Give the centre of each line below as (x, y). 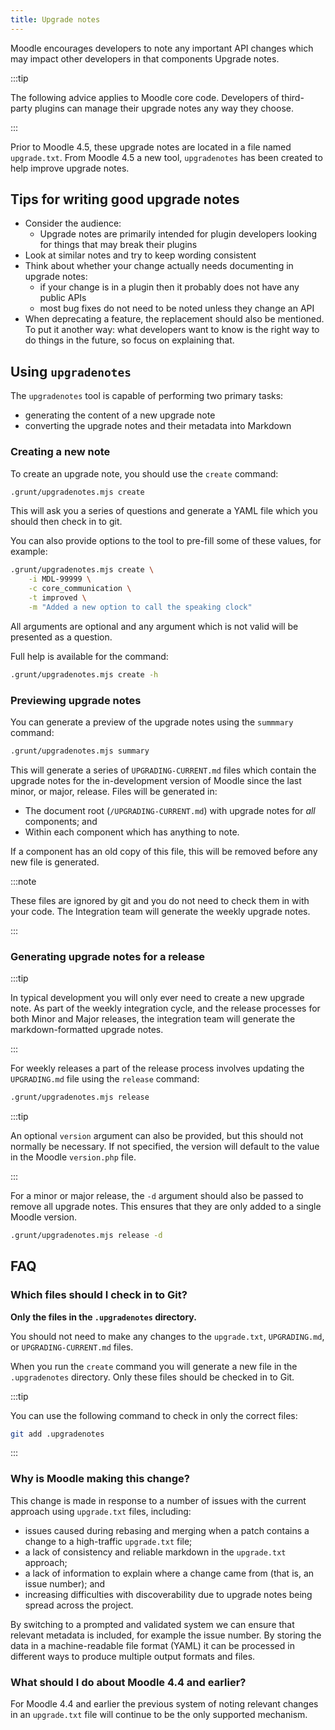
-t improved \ (57, 598)
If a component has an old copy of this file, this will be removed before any (164, 851)
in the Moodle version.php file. (73, 1157)
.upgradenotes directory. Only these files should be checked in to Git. (152, 1377)
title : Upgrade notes (55, 19)
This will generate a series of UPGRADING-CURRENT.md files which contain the (163, 770)
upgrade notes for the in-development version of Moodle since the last (156, 780)
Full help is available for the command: (89, 656)
